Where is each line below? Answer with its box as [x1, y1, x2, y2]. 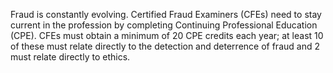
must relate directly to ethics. [10, 51, 131, 63]
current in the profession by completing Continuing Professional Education [10, 19, 318, 31]
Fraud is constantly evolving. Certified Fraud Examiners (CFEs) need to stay [10, 9, 322, 20]
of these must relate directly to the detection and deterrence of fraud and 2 [10, 40, 320, 52]
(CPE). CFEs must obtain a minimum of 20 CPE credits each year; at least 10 [10, 30, 324, 41]
